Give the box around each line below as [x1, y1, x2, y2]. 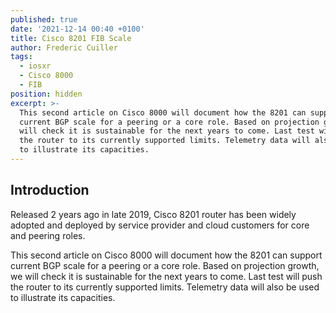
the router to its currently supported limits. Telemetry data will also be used [10, 281, 320, 293]
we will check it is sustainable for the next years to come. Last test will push [10, 270, 323, 282]
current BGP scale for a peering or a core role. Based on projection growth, [10, 259, 320, 271]
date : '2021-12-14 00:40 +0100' [10, 24, 145, 34]
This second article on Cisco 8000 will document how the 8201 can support [10, 249, 323, 261]
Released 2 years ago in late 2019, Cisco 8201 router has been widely [10, 208, 297, 220]
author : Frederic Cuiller [10, 42, 118, 53]
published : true [10, 14, 78, 25]
